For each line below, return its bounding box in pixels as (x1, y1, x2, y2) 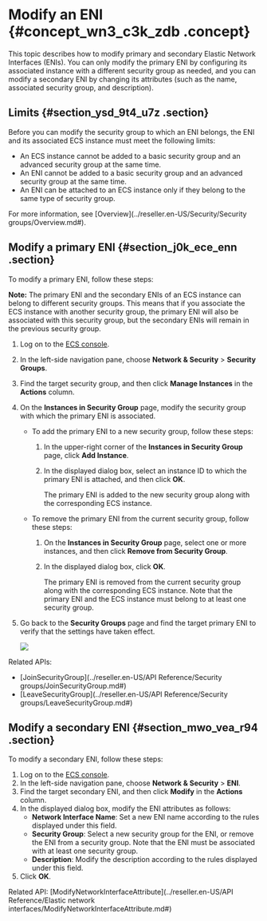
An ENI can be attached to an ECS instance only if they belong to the (19, 185, 245, 195)
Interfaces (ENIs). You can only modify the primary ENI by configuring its (8, 57, 247, 67)
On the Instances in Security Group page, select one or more (43, 537, 247, 547)
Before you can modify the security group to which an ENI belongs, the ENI (8, 127, 255, 136)
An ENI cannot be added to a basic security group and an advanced (19, 168, 243, 177)
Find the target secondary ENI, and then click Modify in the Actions (19, 787, 243, 796)
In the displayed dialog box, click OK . (43, 561, 166, 571)
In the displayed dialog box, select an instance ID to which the (43, 465, 247, 476)
